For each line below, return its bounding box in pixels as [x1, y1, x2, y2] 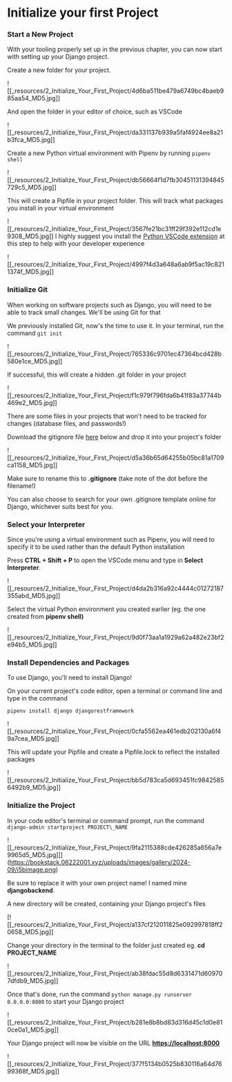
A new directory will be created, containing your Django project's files [7, 899, 206, 908]
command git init [7, 329, 62, 337]
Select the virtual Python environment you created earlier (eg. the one [7, 605, 206, 613]
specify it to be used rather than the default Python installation [7, 543, 185, 551]
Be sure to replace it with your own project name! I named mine [7, 878, 188, 887]
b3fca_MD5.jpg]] [7, 136, 55, 144]
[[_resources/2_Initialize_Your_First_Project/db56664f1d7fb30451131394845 [7, 176, 224, 184]
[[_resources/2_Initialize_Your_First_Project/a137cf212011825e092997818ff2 [7, 920, 223, 928]
